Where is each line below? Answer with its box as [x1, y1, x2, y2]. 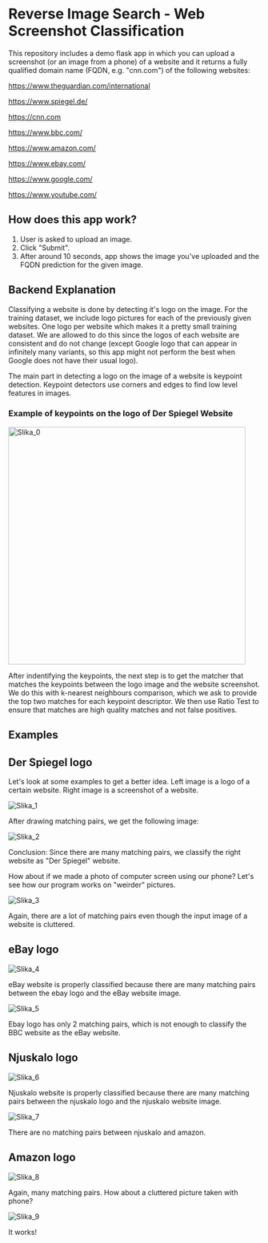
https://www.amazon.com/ [8, 143, 96, 152]
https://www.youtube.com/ [8, 189, 98, 199]
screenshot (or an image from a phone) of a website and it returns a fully [8, 57, 248, 67]
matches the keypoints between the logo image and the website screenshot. [8, 679, 260, 689]
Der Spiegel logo [8, 755, 93, 769]
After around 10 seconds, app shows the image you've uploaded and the [19, 251, 260, 261]
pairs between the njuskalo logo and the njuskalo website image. [8, 1096, 222, 1106]
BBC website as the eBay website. [8, 1027, 122, 1037]
